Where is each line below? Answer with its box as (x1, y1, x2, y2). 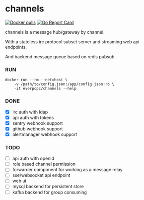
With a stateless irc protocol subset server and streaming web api (5, 38, 140, 45)
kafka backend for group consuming (12, 189, 87, 195)
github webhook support (12, 125, 63, 132)
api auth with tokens (12, 114, 54, 120)
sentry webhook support (12, 120, 63, 126)
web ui (12, 178, 26, 184)
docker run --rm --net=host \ (5, 78, 68, 83)
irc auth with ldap (12, 109, 48, 115)
